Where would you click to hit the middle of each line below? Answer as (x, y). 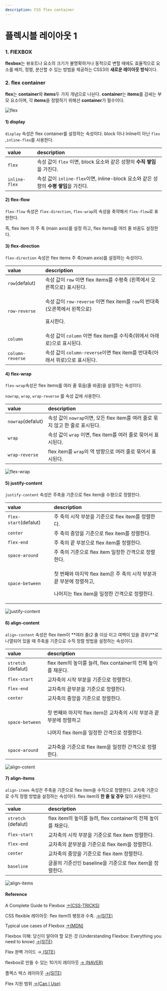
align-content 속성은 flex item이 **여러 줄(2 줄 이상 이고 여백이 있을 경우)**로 (82, 634)
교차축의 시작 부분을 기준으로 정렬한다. (89, 679)
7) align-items (20, 778)
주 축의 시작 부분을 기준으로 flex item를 (97, 517)
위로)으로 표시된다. (76, 360)
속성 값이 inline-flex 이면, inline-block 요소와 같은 (94, 178)
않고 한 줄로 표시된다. (77, 425)
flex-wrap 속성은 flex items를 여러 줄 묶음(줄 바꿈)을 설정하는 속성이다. (74, 385)
